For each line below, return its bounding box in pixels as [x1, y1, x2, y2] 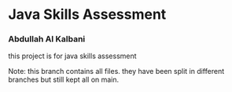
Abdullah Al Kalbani [8, 34, 86, 45]
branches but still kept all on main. [8, 75, 120, 84]
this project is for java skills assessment [8, 51, 137, 61]
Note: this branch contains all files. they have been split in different [8, 67, 225, 76]
